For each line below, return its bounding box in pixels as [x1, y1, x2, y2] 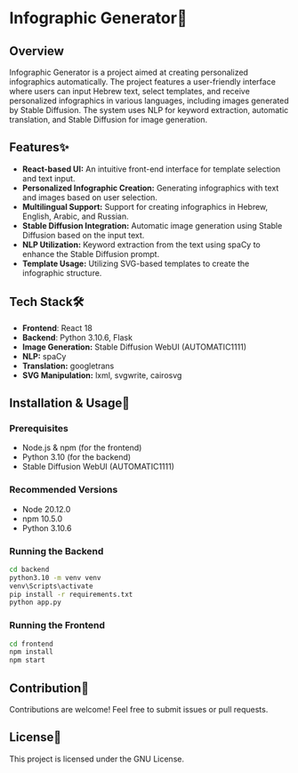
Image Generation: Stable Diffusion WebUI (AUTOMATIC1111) [21, 342, 247, 352]
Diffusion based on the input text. [21, 229, 145, 240]
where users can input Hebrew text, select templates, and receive [9, 86, 251, 96]
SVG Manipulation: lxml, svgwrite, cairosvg [21, 369, 182, 381]
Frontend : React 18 [21, 322, 93, 333]
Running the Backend [9, 544, 104, 557]
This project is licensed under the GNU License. [9, 753, 185, 764]
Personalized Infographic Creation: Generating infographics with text [21, 182, 279, 193]
